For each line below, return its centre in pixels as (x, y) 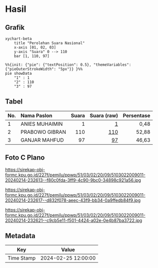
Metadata (20, 236)
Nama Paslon (37, 115)
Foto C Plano (25, 158)
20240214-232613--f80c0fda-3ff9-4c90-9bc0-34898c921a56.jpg (73, 180)
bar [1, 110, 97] (32, 56)
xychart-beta (19, 39)
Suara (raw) (104, 115)
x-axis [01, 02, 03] (35, 48)
